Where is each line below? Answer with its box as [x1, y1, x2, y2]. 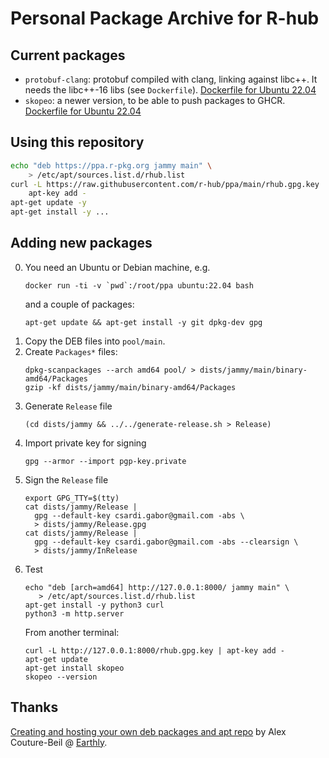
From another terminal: [24, 626, 120, 638]
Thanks [10, 699, 59, 716]
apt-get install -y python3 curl [24, 600, 165, 610]
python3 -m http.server [24, 608, 125, 619]
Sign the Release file [24, 473, 109, 486]
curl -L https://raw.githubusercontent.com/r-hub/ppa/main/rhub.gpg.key [10, 179, 320, 189]
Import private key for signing [24, 437, 147, 449]
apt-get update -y [10, 198, 87, 208]
